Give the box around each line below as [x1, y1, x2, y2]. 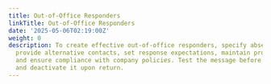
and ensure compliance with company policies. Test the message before [15, 57, 262, 65]
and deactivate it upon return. [15, 64, 125, 72]
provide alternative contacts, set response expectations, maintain [15, 49, 251, 57]
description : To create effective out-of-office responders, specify [8, 42, 248, 50]
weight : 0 [8, 34, 42, 42]
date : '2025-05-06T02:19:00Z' [8, 26, 110, 34]
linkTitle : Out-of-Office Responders [8, 19, 135, 27]
